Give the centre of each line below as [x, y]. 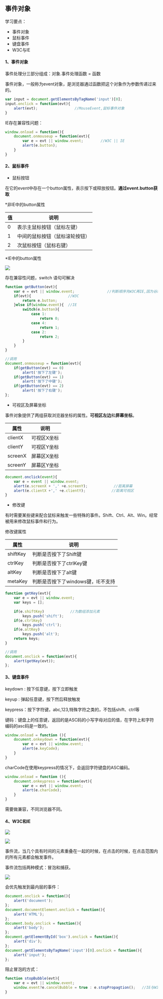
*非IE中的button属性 [25, 204]
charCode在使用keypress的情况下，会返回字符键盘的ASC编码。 [69, 767]
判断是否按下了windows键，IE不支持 [74, 582]
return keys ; [27, 639]
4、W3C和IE [18, 821]
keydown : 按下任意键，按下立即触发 [41, 689]
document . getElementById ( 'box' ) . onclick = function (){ [62, 937]
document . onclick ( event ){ [31, 477]
